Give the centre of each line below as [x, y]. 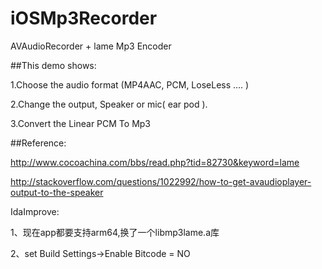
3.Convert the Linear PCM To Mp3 [80, 123]
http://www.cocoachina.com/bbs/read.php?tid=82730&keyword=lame [155, 162]
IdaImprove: [35, 211]
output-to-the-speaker [57, 192]
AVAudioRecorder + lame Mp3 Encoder [91, 46]
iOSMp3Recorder [84, 18]
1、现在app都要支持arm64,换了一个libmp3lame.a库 [115, 232]
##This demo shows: [53, 65]
